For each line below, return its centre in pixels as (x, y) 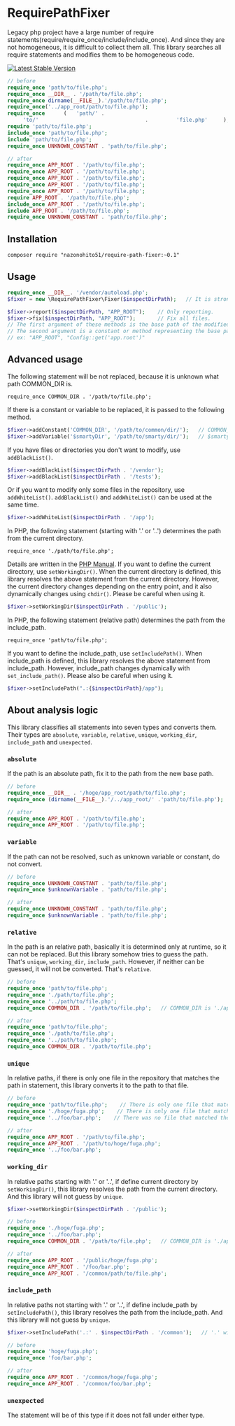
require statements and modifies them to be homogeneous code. (101, 55)
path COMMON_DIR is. (40, 383)
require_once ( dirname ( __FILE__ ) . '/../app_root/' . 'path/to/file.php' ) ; (115, 799)
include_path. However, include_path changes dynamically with (99, 668)
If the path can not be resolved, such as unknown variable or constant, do (114, 856)
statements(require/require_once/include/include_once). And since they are (116, 39)
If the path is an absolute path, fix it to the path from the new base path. (111, 774)
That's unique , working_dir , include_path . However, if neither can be (106, 962)
